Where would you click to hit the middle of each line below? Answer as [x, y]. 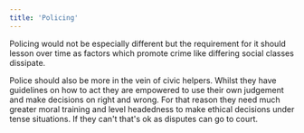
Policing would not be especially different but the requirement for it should [148, 43]
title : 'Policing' [44, 18]
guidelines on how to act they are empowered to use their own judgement [147, 90]
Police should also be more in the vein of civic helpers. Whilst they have [143, 80]
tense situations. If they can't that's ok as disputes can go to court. [134, 119]
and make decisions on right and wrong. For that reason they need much [145, 100]
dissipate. [28, 62]
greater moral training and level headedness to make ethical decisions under [152, 109]
